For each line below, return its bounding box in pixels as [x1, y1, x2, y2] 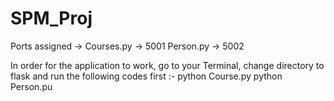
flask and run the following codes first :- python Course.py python [10, 70, 283, 82]
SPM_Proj [10, 7, 93, 30]
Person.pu [10, 80, 53, 92]
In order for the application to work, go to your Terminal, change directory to [10, 59, 325, 71]
